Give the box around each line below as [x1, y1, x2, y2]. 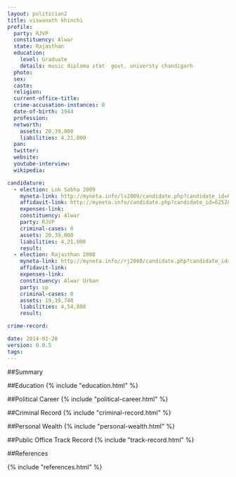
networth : [13, 121, 42, 128]
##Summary [7, 368, 44, 376]
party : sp [20, 283, 49, 291]
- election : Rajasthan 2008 [13, 251, 96, 258]
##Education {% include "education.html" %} [7, 381, 138, 389]
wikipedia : [13, 166, 46, 174]
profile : [7, 23, 33, 30]
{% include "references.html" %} [7, 462, 103, 471]
